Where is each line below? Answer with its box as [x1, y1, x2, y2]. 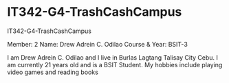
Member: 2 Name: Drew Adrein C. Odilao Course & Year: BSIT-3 [7, 40, 188, 48]
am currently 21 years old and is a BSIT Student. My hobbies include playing [7, 60, 223, 69]
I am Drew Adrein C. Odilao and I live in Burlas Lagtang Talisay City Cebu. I [7, 53, 219, 62]
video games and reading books [7, 68, 98, 76]
